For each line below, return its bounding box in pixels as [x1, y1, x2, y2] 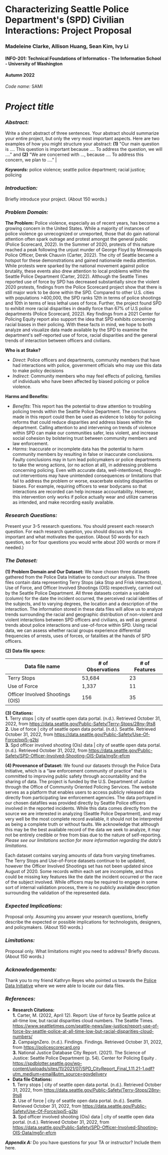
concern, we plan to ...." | [5, 157, 57, 163]
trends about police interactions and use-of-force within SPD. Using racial [5, 622, 157, 628]
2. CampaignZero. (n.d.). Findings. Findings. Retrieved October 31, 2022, [12, 1039, 162, 1045]
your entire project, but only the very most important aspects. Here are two [5, 136, 160, 142]
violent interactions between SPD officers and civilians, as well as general [5, 617, 157, 623]
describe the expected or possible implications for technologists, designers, [5, 919, 161, 925]
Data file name [24, 662, 60, 669]
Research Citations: [12, 1007, 55, 1013]
